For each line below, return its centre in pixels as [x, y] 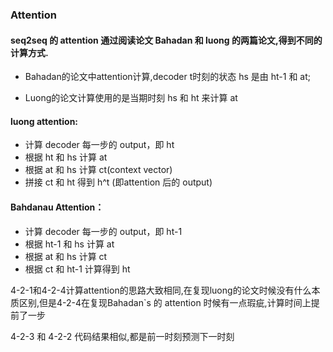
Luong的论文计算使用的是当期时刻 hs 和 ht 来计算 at [131, 98]
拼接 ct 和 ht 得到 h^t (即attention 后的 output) [118, 182]
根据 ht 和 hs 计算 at [66, 157]
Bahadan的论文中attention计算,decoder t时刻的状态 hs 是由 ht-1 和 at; [168, 77]
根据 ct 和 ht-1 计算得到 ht [77, 269]
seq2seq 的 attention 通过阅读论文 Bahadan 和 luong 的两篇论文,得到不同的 [166, 40]
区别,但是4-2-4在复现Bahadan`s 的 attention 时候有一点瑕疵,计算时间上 [165, 302]
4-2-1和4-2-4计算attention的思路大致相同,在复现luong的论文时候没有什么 [161, 290]
